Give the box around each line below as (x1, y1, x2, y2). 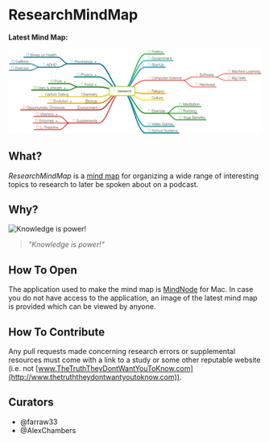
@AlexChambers (19, 425, 77, 435)
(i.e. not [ (8, 364, 39, 373)
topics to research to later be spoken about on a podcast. (8, 179, 199, 189)
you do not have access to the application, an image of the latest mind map (8, 293, 258, 303)
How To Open (8, 263, 78, 277)
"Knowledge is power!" (27, 240, 105, 249)
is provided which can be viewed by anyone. (8, 302, 156, 311)
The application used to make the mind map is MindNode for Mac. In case (8, 285, 254, 294)
